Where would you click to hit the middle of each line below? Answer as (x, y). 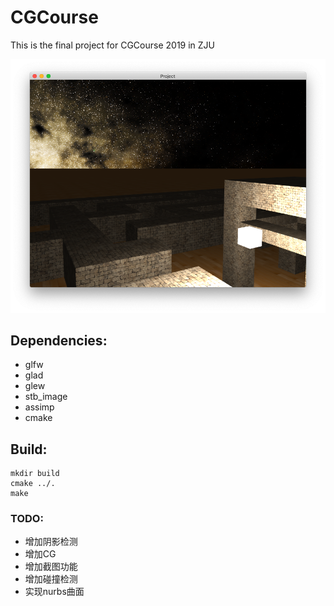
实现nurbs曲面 (54, 592)
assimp (39, 407)
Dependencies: (59, 340)
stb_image (46, 397)
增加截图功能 (51, 567)
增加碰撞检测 (51, 579)
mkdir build (35, 474)
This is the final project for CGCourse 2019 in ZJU (113, 45)
